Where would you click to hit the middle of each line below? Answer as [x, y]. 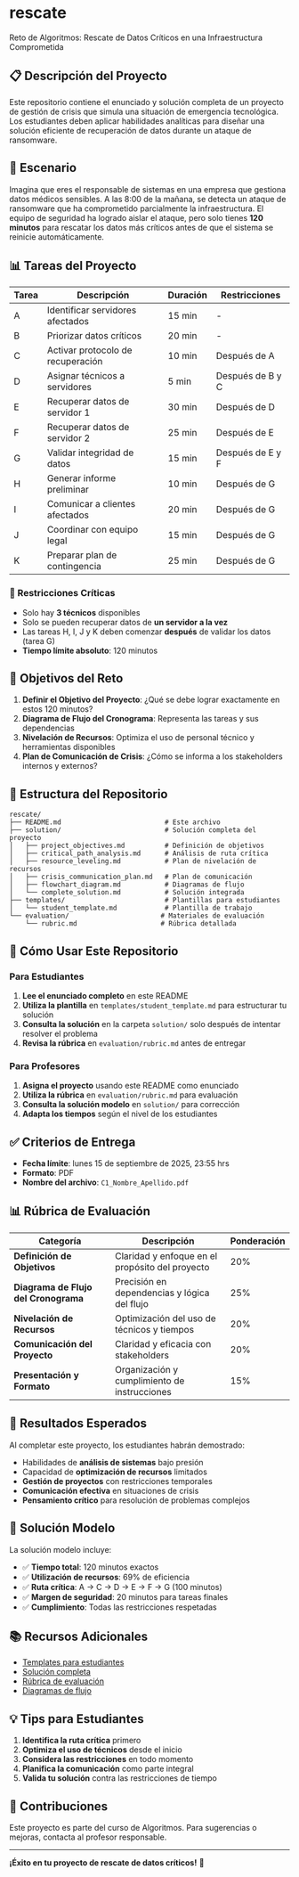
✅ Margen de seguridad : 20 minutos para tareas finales [125, 1596]
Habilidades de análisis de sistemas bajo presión [113, 1462]
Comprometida [36, 46]
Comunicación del [53, 1343]
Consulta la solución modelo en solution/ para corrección [131, 1105]
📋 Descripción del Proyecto [88, 76]
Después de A [245, 356]
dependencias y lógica [162, 1293]
